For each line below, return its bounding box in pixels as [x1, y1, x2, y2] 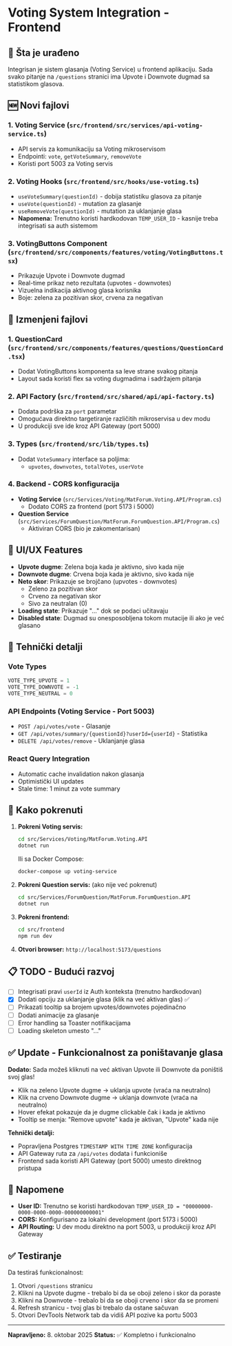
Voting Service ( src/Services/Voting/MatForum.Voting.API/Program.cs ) [17, 495, 222, 503]
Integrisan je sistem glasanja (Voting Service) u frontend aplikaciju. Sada [8, 65, 213, 73]
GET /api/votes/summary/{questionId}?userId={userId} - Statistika [17, 729, 208, 738]
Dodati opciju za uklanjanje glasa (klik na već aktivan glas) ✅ [17, 995, 190, 1003]
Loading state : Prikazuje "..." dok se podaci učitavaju [17, 606, 169, 615]
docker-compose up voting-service [17, 868, 117, 875]
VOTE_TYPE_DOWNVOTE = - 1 [8, 684, 79, 691]
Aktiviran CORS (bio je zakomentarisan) [28, 524, 140, 532]
